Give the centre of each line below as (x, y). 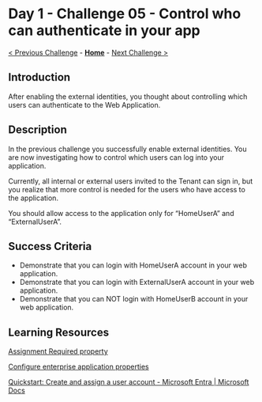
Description (37, 130)
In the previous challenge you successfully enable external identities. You (127, 149)
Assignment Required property (58, 351)
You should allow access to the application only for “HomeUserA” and (121, 213)
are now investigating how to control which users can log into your (116, 157)
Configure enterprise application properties (79, 367)
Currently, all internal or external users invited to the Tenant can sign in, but (131, 181)
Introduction (39, 77)
